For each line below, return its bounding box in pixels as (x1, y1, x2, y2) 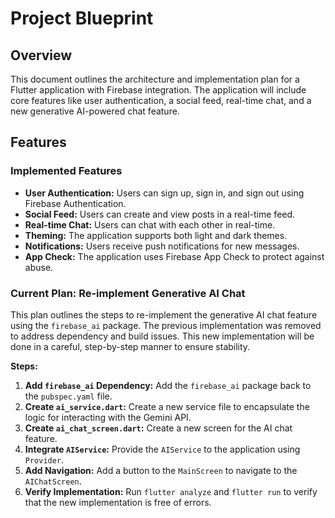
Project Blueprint (10, 7, 154, 30)
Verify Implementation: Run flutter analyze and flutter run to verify (24, 485, 318, 497)
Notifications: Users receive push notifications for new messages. (24, 240, 300, 252)
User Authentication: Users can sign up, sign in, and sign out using (24, 187, 305, 199)
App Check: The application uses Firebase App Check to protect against (24, 250, 325, 262)
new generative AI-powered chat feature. (10, 105, 180, 117)
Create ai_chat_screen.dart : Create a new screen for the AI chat (24, 422, 293, 434)
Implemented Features (10, 164, 123, 178)
